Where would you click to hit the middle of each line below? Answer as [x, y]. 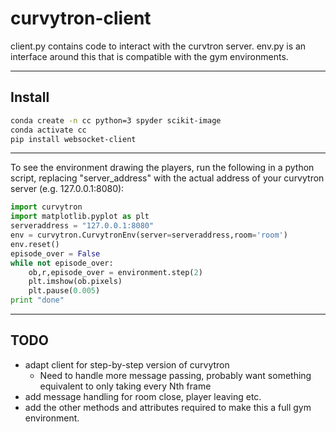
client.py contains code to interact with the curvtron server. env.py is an [158, 46]
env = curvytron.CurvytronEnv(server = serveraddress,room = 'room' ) [149, 235]
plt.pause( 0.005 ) [64, 291]
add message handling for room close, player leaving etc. [143, 396]
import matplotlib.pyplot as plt [80, 217]
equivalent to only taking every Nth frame [125, 386]
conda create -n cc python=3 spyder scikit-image [116, 120]
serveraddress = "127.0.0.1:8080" [82, 226]
